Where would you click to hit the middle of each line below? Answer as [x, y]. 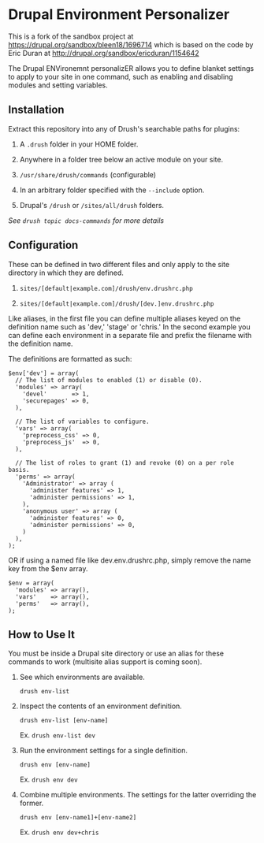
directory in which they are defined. [66, 273]
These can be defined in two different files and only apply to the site [119, 264]
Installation [36, 110]
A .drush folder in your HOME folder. [79, 144]
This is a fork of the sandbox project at [71, 36]
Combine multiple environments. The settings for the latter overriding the [138, 795]
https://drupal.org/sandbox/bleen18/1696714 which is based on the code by [131, 44]
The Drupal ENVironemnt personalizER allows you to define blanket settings [131, 68]
